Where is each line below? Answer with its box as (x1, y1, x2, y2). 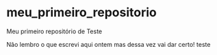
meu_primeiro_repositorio (6, 5, 157, 20)
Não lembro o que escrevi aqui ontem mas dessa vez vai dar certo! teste (6, 40, 211, 48)
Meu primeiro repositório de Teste (6, 27, 103, 35)
